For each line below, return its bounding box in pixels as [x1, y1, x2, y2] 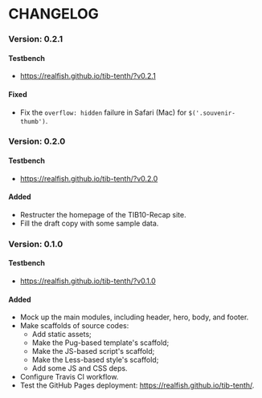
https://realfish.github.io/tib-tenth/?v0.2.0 [19, 173, 158, 183]
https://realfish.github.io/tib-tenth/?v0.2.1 [19, 71, 157, 81]
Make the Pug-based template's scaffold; [31, 338, 170, 347]
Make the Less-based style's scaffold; [31, 355, 159, 365]
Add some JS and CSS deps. [31, 363, 128, 373]
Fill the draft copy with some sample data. [19, 218, 159, 228]
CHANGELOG [8, 5, 99, 23]
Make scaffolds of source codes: [19, 321, 129, 331]
